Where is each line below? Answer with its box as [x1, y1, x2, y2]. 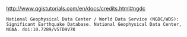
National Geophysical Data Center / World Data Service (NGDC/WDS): [6, 16, 179, 22]
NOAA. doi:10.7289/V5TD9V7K [6, 26, 76, 32]
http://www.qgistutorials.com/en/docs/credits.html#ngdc [6, 5, 146, 12]
